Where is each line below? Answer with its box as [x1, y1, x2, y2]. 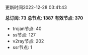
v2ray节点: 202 [12, 38, 44, 44]
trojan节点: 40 [12, 25, 42, 31]
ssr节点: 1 [12, 44, 33, 50]
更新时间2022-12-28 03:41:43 [5, 4, 67, 10]
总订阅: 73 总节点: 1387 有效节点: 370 [5, 15, 83, 21]
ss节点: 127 [12, 32, 36, 37]
